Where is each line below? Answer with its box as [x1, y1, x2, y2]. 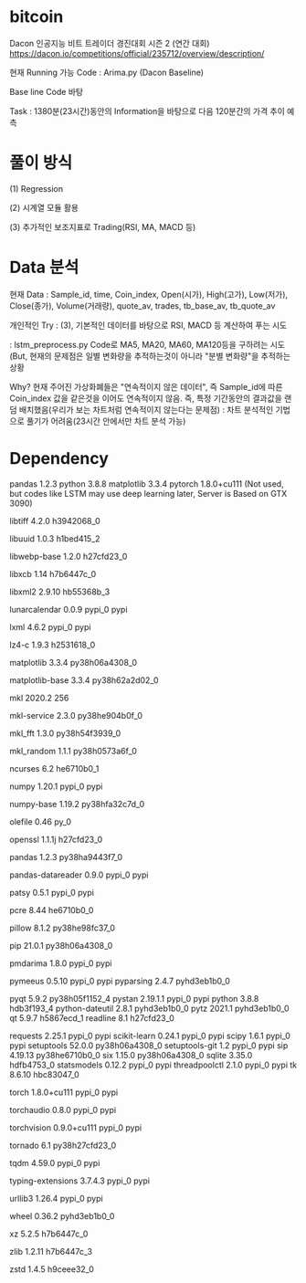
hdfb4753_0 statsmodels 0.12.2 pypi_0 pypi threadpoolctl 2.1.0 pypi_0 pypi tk [9, 1059, 298, 1070]
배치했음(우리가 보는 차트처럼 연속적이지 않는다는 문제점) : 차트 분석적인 [18, 404, 274, 415]
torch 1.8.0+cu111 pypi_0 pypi [9, 1087, 119, 1098]
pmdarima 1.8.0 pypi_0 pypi [9, 957, 112, 969]
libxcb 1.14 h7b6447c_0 [9, 568, 97, 579]
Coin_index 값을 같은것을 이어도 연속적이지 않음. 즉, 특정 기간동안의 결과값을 [9, 393, 283, 404]
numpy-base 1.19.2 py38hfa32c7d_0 [9, 798, 145, 809]
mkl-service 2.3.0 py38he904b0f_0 [9, 710, 143, 720]
